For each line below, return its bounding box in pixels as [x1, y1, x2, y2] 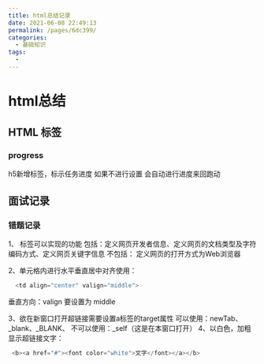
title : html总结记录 [8, 11, 71, 20]
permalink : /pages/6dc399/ [8, 26, 97, 34]
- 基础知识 [15, 41, 46, 49]
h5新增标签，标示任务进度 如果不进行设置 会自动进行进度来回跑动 [8, 169, 221, 178]
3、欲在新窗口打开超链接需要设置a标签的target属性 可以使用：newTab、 [8, 313, 243, 324]
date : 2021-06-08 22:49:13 [8, 19, 97, 27]
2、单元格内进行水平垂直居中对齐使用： [8, 266, 137, 276]
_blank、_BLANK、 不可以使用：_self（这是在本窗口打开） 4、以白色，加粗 [8, 324, 251, 333]
